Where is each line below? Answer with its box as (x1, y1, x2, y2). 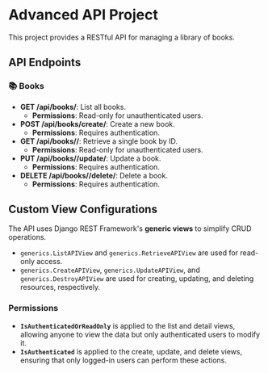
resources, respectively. (19, 283, 101, 292)
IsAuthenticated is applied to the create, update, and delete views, (19, 346, 243, 356)
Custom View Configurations (8, 203, 157, 216)
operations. (8, 233, 47, 242)
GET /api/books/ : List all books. (19, 102, 127, 111)
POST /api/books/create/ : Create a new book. (19, 119, 175, 128)
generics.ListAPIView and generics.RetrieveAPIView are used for (19, 248, 239, 258)
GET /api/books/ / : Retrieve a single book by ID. (19, 136, 178, 146)
